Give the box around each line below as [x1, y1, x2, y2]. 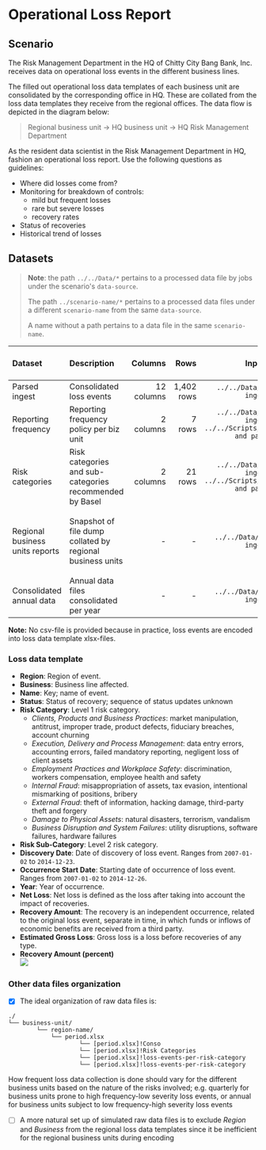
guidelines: [8, 163, 44, 172]
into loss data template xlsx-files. [8, 633, 116, 643]
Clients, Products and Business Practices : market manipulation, [31, 713, 239, 723]
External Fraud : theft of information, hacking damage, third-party [31, 798, 244, 808]
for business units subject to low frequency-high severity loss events [8, 1100, 234, 1110]
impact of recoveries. [19, 899, 89, 908]
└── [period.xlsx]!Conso [78, 1040, 161, 1048]
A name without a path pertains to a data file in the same [27, 320, 212, 330]
